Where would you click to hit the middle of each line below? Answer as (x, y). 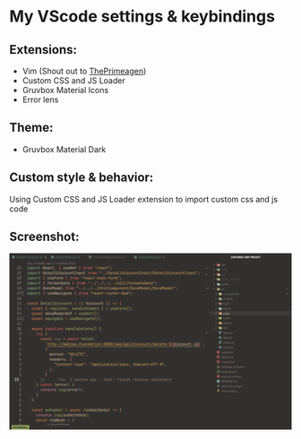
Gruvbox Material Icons (65, 90)
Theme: (31, 128)
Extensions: (43, 50)
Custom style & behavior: (82, 178)
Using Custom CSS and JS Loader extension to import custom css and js (144, 199)
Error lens (40, 99)
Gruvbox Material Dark (64, 149)
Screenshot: (44, 237)
